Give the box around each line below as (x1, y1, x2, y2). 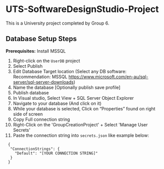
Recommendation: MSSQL (13, 74, 68, 80)
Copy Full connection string (13, 116, 70, 122)
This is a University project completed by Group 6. (6, 20, 110, 26)
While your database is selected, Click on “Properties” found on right (13, 105, 155, 111)
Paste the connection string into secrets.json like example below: (13, 132, 149, 138)
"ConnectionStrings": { (10, 146, 60, 151)
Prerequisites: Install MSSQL (6, 48, 66, 54)
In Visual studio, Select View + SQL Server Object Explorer (13, 95, 134, 101)
